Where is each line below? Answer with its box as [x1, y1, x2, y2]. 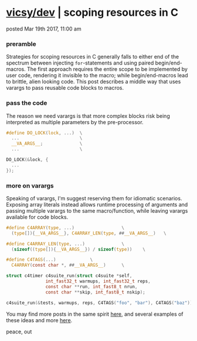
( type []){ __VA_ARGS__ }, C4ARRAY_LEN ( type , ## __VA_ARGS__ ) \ [11, 230, 167, 236]
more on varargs [6, 182, 54, 190]
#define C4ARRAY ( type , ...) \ [6, 224, 125, 231]
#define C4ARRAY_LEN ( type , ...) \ [6, 241, 125, 247]
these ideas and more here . [6, 316, 73, 323]
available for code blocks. [6, 213, 69, 220]
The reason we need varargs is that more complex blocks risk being [6, 112, 170, 120]
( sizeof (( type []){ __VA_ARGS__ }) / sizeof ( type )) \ [11, 246, 145, 252]
